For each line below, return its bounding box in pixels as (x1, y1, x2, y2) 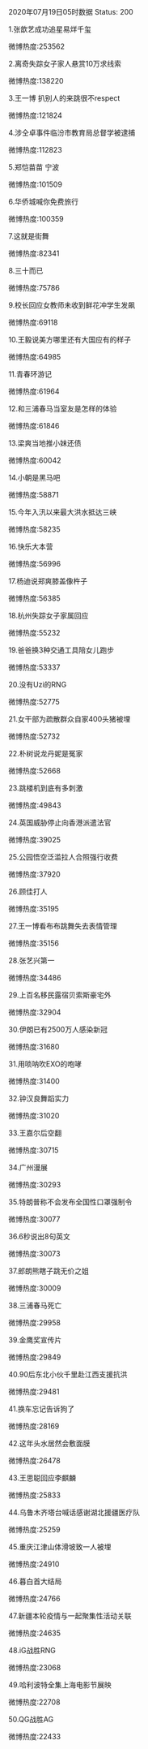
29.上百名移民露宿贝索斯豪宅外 (8, 990, 112, 1000)
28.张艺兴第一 (8, 956, 55, 965)
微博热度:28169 (8, 1421, 60, 1431)
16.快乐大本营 (8, 542, 53, 551)
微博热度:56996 (8, 559, 61, 568)
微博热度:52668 (8, 766, 61, 775)
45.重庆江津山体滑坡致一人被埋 (8, 1542, 112, 1552)
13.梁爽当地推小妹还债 (8, 438, 82, 448)
